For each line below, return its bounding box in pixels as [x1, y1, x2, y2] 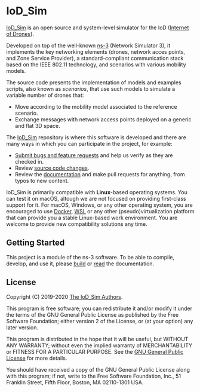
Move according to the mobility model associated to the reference [14, 103, 177, 110]
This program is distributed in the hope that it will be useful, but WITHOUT [6, 335, 189, 342]
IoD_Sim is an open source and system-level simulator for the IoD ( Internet [6, 24, 189, 31]
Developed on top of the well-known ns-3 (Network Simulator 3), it [6, 42, 171, 49]
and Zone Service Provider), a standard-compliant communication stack [6, 54, 184, 62]
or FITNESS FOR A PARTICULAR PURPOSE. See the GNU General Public [6, 348, 184, 355]
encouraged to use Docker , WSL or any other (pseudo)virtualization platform [6, 207, 195, 215]
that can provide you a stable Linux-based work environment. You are [6, 214, 178, 221]
